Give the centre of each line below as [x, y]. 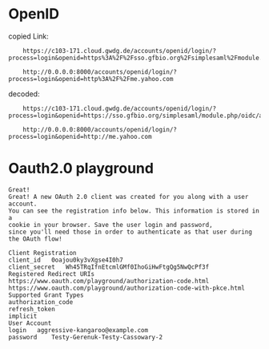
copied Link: [29, 36]
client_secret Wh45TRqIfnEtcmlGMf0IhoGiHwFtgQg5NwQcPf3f [109, 267]
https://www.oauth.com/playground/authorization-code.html [109, 281]
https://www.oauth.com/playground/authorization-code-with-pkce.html [127, 288]
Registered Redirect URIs [51, 274]
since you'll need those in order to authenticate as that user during [130, 232]
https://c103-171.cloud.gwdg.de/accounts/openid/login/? [120, 108]
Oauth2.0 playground [81, 168]
